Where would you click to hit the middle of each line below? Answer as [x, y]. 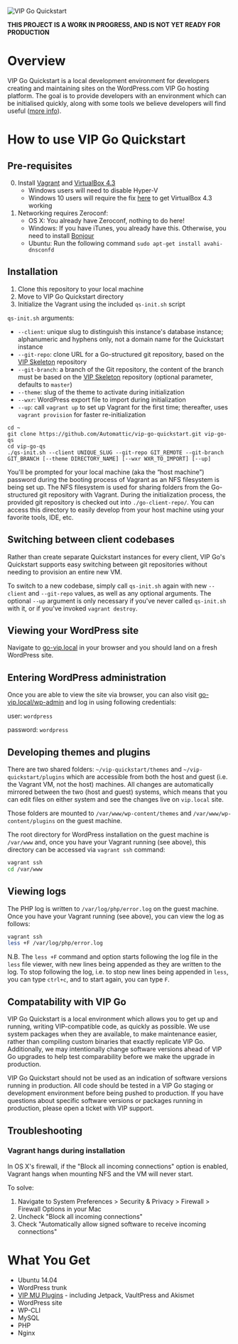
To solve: [21, 1188]
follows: [19, 923]
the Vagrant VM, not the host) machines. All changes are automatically [110, 784]
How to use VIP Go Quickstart [97, 140]
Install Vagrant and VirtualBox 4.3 [66, 183]
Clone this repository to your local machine [81, 289]
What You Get [49, 1260]
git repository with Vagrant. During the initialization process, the [132, 495]
